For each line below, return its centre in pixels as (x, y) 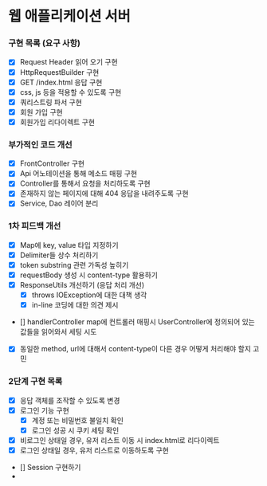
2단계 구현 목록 (35, 382)
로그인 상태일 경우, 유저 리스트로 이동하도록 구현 (94, 450)
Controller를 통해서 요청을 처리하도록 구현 (85, 183)
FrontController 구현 (52, 163)
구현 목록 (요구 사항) (45, 43)
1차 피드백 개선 (35, 226)
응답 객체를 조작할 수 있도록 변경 (70, 400)
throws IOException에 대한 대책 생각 (89, 295)
